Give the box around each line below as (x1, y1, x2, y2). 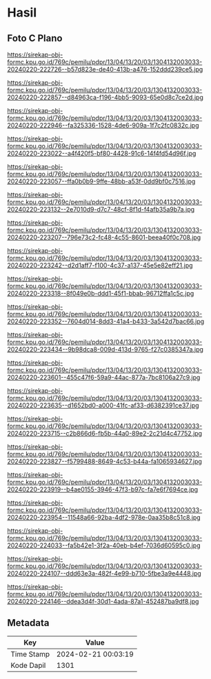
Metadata (7, 617, 50, 629)
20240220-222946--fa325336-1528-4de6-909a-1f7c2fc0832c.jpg (7, 121, 199, 129)
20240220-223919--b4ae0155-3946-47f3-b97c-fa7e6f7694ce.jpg (7, 485, 199, 494)
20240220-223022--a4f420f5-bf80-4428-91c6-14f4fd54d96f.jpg (7, 150, 197, 157)
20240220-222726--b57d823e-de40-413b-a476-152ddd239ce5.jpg (7, 65, 203, 73)
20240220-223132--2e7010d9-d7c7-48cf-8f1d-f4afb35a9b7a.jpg (7, 205, 195, 213)
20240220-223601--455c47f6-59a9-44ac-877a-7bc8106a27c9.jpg (7, 374, 201, 381)
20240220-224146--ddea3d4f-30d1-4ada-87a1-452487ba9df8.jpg (7, 598, 199, 605)
